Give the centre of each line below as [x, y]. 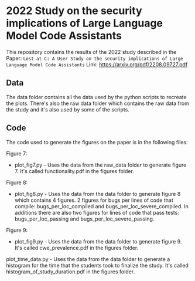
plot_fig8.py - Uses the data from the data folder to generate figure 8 [97, 194]
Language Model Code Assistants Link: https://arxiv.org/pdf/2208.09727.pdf [97, 64]
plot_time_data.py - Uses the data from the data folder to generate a [88, 259]
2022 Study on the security [74, 11]
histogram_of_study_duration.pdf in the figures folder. [71, 272]
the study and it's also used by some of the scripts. [68, 109]
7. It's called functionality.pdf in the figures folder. [74, 171]
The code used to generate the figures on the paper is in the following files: [97, 142]
